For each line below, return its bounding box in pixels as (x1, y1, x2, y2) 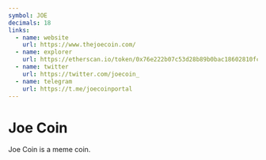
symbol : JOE (8, 11, 47, 20)
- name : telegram (15, 77, 73, 85)
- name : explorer (15, 48, 73, 56)
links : (8, 26, 30, 34)
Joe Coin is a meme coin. (8, 145, 91, 154)
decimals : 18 (8, 19, 51, 27)
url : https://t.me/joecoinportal (22, 84, 133, 93)
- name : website (15, 33, 69, 42)
